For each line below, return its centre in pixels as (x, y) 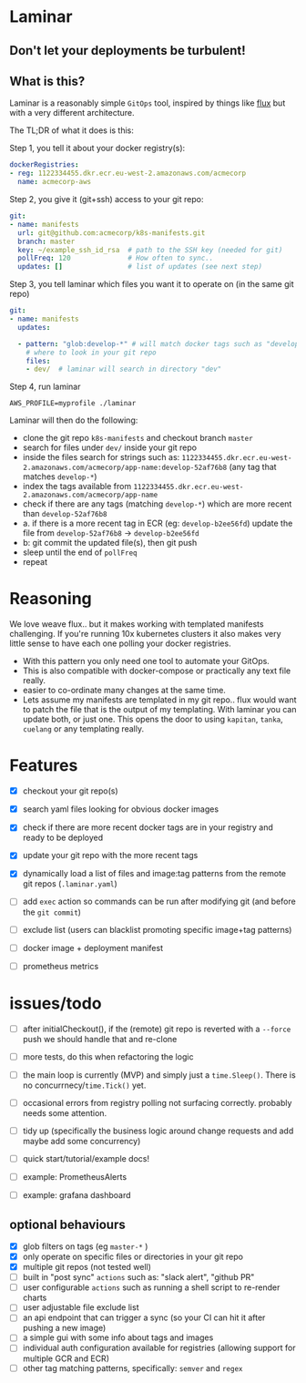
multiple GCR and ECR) (66, 1358)
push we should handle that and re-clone (100, 1039)
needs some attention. (65, 1112)
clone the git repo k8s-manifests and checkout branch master (138, 438)
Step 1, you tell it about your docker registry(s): (97, 149)
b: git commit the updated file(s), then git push (110, 543)
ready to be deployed (63, 838)
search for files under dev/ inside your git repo (110, 447)
